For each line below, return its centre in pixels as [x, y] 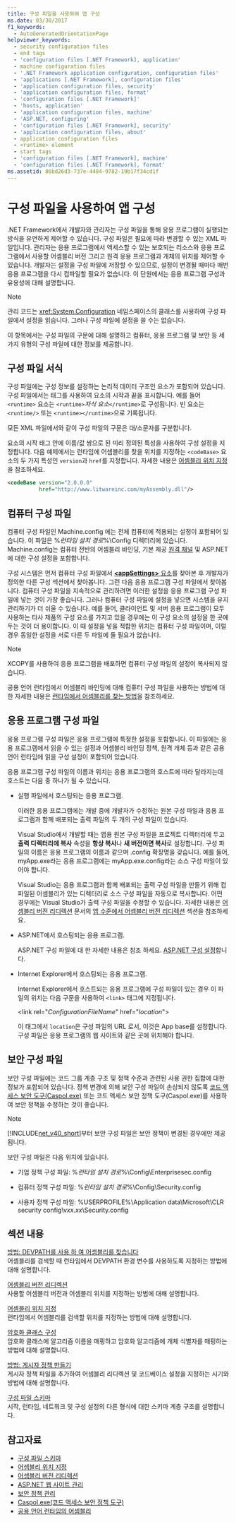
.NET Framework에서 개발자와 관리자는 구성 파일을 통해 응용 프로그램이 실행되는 [118, 230]
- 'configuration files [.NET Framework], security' [93, 125]
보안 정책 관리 [36, 1494]
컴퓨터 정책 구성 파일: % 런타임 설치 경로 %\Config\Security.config [109, 1187]
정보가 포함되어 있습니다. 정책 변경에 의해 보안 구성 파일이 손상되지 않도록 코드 [114, 1087]
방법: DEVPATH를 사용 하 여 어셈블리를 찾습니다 [73, 1252]
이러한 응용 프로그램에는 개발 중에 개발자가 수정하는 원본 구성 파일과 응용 [117, 810]
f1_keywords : [26, 27]
